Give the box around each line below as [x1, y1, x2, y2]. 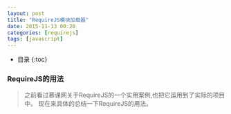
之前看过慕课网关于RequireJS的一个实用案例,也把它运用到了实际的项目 [24, 91, 225, 100]
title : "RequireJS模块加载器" [7, 16, 89, 23]
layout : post [7, 10, 45, 17]
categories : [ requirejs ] [7, 29, 79, 36]
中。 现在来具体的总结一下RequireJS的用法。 [24, 100, 153, 108]
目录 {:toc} [17, 56, 48, 64]
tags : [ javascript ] [7, 36, 64, 43]
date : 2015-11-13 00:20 [7, 23, 76, 30]
